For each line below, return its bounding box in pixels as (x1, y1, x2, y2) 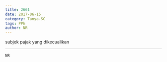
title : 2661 (5, 7, 30, 12)
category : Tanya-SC (5, 16, 46, 21)
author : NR (5, 26, 28, 31)
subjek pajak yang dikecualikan (5, 39, 70, 45)
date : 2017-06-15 (5, 12, 41, 17)
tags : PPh (5, 21, 26, 26)
